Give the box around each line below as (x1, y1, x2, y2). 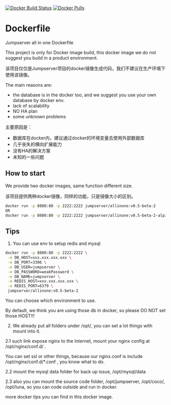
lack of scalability (12, 103, 50, 109)
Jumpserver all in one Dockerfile (5, 39, 74, 45)
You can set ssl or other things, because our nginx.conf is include (5, 353, 143, 360)
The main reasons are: (5, 82, 52, 88)
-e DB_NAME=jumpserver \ (7, 274, 60, 279)
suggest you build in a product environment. (5, 55, 98, 61)
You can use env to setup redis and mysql (12, 240, 101, 247)
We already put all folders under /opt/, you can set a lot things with (12, 323, 153, 329)
